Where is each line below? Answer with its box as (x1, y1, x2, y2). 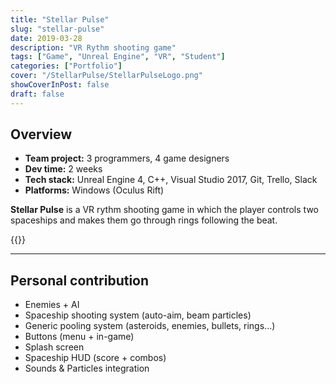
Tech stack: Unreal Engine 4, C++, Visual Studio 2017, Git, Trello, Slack (24, 174, 318, 186)
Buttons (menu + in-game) (24, 331, 135, 343)
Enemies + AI (24, 299, 80, 311)
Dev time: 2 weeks (24, 163, 103, 175)
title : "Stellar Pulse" (10, 14, 110, 25)
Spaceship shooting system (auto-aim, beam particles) (24, 309, 252, 321)
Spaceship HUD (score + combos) (24, 352, 167, 364)
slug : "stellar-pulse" (10, 24, 105, 34)
